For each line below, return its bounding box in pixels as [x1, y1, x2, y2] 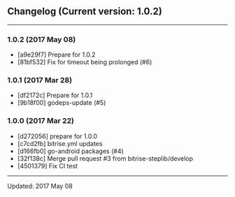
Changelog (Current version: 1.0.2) [7, 6, 162, 17]
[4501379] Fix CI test [17, 161, 78, 170]
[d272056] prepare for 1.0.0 [17, 132, 98, 140]
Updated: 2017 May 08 [7, 182, 73, 190]
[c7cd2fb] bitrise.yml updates [17, 139, 103, 147]
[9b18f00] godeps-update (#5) [17, 98, 106, 107]
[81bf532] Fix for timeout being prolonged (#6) [17, 58, 152, 66]
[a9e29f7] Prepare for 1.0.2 [17, 50, 96, 59]
